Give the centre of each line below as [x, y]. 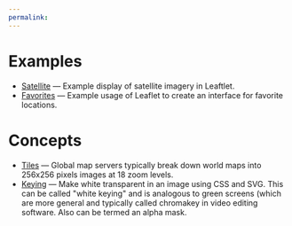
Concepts [45, 140]
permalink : [28, 17]
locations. [39, 105]
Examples [45, 61]
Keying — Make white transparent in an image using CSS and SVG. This [152, 183]
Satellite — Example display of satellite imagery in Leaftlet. [128, 86]
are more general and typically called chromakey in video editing [139, 203]
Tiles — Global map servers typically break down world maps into [141, 165]
